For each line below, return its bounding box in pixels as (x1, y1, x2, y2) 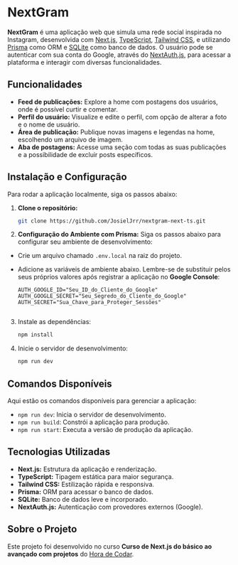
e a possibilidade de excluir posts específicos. (17, 150, 153, 158)
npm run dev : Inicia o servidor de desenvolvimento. (17, 410, 167, 419)
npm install (17, 331, 53, 338)
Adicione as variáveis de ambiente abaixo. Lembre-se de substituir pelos (17, 265, 231, 274)
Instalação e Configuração (7, 171, 127, 183)
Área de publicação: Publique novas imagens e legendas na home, (17, 127, 215, 136)
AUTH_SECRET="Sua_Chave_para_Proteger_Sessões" (17, 299, 161, 306)
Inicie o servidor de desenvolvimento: (17, 344, 128, 353)
